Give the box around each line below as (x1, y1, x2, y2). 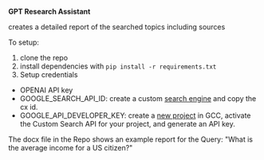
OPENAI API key (19, 85, 73, 95)
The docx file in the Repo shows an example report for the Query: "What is (8, 135, 254, 144)
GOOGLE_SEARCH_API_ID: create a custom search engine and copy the (19, 94, 257, 103)
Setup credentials (19, 70, 78, 79)
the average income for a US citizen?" (8, 143, 133, 152)
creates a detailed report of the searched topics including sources (8, 22, 226, 31)
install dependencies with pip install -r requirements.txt (19, 61, 217, 71)
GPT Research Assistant (8, 7, 91, 16)
